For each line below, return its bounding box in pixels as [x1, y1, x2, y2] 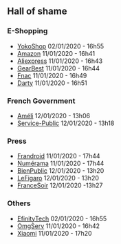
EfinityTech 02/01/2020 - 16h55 [16, 214, 107, 223]
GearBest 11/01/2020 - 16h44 [16, 64, 100, 72]
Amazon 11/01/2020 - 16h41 [16, 49, 95, 57]
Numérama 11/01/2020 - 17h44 [16, 159, 104, 168]
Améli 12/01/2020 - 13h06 [16, 111, 91, 120]
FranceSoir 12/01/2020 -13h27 [16, 181, 103, 189]
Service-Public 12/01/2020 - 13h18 [16, 119, 115, 127]
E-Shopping [7, 26, 48, 36]
